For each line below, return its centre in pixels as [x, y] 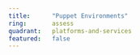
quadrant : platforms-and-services [70, 31]
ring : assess [41, 23]
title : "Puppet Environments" [68, 16]
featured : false [39, 38]
